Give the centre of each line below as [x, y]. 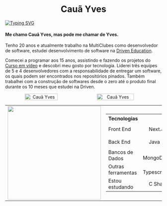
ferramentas [123, 173]
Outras [116, 167]
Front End [120, 129]
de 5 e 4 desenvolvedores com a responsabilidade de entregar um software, [83, 71]
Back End [120, 142]
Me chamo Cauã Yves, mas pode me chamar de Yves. [62, 34]
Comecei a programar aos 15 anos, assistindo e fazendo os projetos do [78, 60]
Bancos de [121, 152]
